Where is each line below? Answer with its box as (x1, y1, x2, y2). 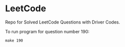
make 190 (5, 38, 23, 43)
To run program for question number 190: (5, 28, 90, 34)
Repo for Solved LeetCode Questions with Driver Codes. (5, 19, 121, 25)
